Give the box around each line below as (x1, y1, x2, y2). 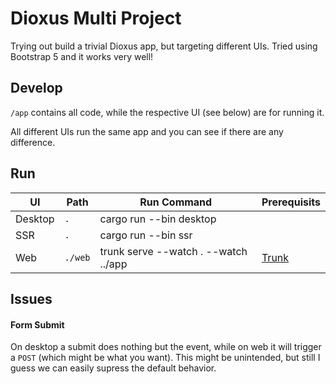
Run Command (139, 195, 213, 209)
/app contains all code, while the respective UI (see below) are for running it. (10, 106, 325, 118)
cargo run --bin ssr (99, 228, 193, 242)
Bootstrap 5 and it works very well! (10, 50, 154, 62)
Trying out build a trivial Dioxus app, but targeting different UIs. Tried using (10, 40, 318, 52)
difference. (10, 136, 56, 148)
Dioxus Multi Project (10, 7, 182, 30)
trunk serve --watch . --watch (99, 244, 248, 258)
